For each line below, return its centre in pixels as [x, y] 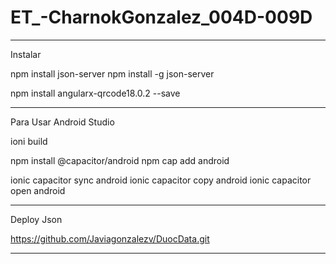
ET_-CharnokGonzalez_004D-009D [161, 17]
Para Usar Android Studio [62, 122]
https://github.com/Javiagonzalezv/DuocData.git [110, 238]
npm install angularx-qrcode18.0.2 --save [95, 93]
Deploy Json [36, 219]
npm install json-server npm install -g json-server [112, 73]
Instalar [26, 54]
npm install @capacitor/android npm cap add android [120, 160]
